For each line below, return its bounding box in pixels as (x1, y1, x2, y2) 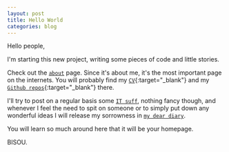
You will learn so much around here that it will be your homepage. (7, 125, 194, 133)
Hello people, (7, 42, 45, 50)
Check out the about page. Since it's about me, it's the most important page (7, 68, 222, 77)
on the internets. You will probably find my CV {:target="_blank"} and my (7, 76, 210, 84)
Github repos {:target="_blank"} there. (7, 84, 114, 92)
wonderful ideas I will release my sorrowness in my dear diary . (7, 111, 186, 120)
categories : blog (7, 23, 57, 30)
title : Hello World (7, 17, 63, 23)
